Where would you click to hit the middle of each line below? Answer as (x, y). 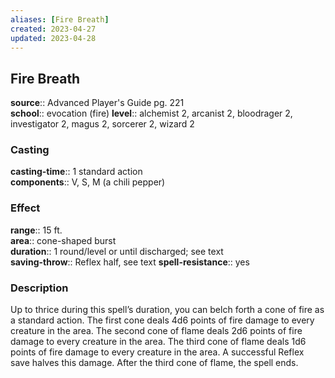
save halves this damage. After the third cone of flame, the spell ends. (154, 363)
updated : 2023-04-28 (53, 38)
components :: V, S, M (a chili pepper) (88, 182)
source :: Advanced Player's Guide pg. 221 (97, 103)
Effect (25, 208)
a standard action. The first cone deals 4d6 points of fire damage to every (162, 320)
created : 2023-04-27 (53, 29)
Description (39, 288)
